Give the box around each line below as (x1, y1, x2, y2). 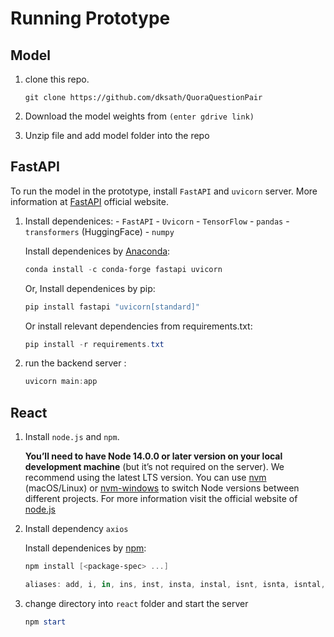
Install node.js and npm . (24, 431, 120, 443)
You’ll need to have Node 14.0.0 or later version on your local (24, 450, 283, 462)
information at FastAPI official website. (10, 195, 170, 207)
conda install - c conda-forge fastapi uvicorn (24, 264, 223, 274)
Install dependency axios (24, 523, 129, 535)
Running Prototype (10, 7, 171, 30)
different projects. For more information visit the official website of (24, 493, 298, 505)
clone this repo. (24, 73, 90, 85)
